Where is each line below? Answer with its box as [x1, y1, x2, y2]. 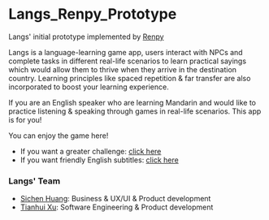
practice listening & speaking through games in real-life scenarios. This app [8, 106, 262, 116]
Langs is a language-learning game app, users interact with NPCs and [8, 47, 243, 57]
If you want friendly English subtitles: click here [20, 155, 179, 165]
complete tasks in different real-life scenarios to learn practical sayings [8, 56, 246, 66]
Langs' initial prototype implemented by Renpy [8, 32, 164, 41]
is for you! [8, 114, 42, 124]
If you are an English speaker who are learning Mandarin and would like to [8, 97, 256, 107]
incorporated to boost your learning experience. [8, 82, 169, 92]
